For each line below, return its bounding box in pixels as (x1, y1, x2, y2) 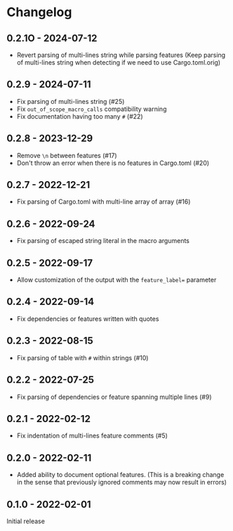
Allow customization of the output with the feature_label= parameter (16, 275, 217, 284)
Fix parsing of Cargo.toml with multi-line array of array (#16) (16, 197, 191, 206)
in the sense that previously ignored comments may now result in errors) (16, 478, 227, 487)
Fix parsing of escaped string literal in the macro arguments (16, 237, 190, 245)
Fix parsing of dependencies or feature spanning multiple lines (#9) (16, 393, 212, 401)
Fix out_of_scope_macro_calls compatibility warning (16, 105, 167, 113)
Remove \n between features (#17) (16, 151, 117, 159)
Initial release (6, 517, 45, 525)
